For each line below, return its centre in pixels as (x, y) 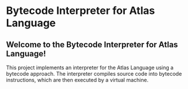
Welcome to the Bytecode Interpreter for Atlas (92, 44)
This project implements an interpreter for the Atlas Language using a (90, 67)
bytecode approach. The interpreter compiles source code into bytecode (94, 74)
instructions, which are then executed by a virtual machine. (77, 80)
